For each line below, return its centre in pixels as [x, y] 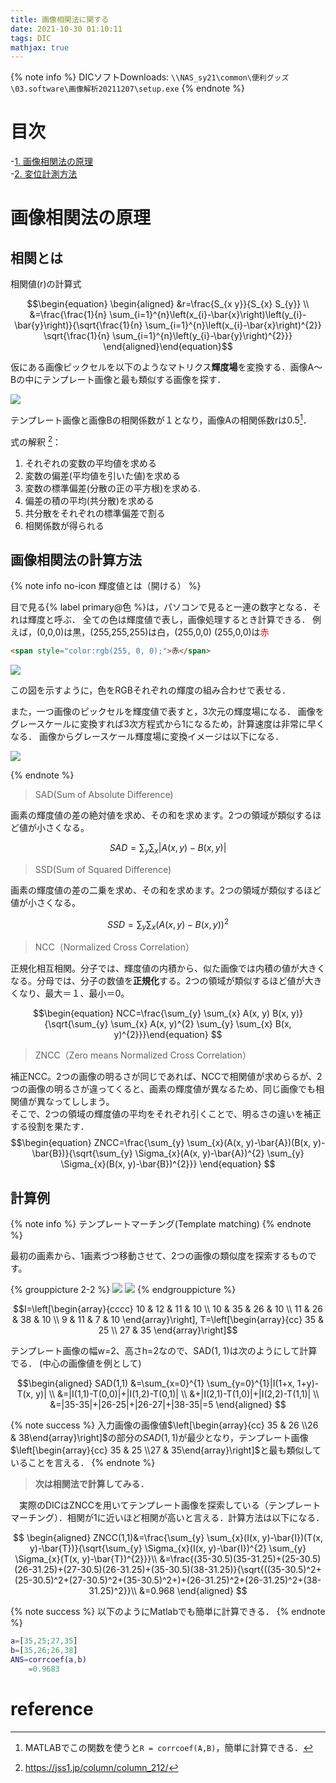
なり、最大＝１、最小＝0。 [74, 993]
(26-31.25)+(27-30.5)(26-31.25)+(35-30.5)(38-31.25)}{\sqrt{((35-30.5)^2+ [168, 1570]
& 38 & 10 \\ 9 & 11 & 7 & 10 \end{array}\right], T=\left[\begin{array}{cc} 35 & [168, 1320]
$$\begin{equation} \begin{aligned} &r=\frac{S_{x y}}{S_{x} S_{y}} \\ [168, 304]
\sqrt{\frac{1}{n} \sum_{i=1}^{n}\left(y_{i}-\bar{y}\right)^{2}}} [168, 336]
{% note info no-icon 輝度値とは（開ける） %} [106, 586]
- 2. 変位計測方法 [44, 174]
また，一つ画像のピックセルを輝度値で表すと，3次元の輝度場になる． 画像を [167, 712]
